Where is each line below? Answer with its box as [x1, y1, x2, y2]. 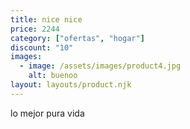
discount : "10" [10, 42, 74, 53]
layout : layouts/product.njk [10, 80, 132, 90]
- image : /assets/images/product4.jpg [19, 61, 182, 71]
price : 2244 [10, 24, 60, 34]
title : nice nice [10, 14, 83, 25]
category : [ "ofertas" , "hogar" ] [10, 33, 145, 43]
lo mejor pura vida [10, 107, 85, 119]
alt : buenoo [28, 71, 78, 81]
